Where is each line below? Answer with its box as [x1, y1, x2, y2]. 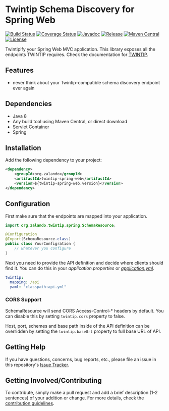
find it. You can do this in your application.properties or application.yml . [5, 265, 155, 271]
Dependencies [5, 99, 52, 108]
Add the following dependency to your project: [5, 157, 102, 163]
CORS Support [5, 296, 42, 303]
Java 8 [12, 113, 27, 119]
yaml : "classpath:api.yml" [10, 284, 67, 289]
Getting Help [5, 343, 46, 351]
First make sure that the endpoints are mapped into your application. [5, 213, 148, 219]
